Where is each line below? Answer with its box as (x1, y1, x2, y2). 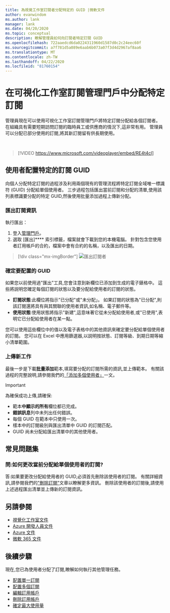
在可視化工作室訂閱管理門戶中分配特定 (5, 87, 165, 99)
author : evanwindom (5, 12, 47, 17)
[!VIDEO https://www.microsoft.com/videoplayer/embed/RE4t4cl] (17, 150, 154, 156)
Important (5, 382, 26, 388)
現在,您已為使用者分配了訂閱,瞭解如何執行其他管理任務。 (5, 566, 123, 573)
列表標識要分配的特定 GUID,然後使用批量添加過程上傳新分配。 (5, 193, 134, 199)
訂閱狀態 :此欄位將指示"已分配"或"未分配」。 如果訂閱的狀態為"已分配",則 (12, 297, 162, 303)
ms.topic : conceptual (5, 31, 51, 36)
